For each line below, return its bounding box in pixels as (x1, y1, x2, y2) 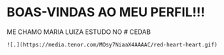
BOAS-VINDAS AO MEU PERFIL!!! (6, 4, 205, 20)
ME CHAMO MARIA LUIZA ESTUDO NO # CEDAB (6, 28, 151, 36)
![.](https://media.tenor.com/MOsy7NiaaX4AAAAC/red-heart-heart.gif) (6, 41, 218, 48)
